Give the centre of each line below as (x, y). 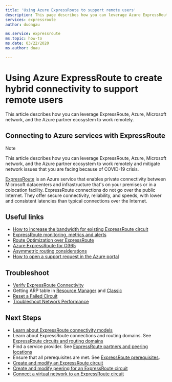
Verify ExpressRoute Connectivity (48, 285)
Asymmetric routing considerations (50, 251)
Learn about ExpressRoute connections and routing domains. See (82, 335)
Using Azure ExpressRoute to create (84, 78)
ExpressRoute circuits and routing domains (58, 341)
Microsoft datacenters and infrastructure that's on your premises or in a (81, 184)
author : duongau (23, 24)
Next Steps (23, 317)
